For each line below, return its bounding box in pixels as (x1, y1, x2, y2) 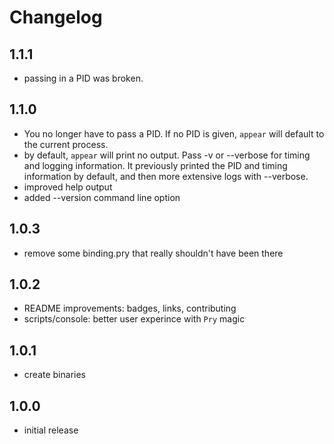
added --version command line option (23, 191, 181, 203)
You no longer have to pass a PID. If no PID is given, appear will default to (23, 127, 325, 140)
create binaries (23, 369, 86, 381)
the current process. (23, 138, 109, 150)
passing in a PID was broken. (23, 72, 144, 84)
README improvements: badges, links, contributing (23, 302, 237, 315)
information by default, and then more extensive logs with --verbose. (23, 170, 309, 182)
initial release (23, 424, 79, 436)
